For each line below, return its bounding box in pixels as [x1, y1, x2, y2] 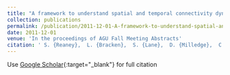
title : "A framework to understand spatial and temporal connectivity [7, 10, 213, 17]
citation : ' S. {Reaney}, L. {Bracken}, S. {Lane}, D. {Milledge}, [7, 42, 213, 48]
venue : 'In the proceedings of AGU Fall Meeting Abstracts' [7, 35, 183, 42]
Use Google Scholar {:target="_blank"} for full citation [7, 61, 157, 68]
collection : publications [7, 16, 81, 23]
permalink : [7, 22, 38, 29]
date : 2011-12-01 [7, 29, 57, 36]
